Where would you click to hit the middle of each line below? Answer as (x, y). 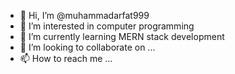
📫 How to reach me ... (66, 58)
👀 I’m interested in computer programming (107, 26)
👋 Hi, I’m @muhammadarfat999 (84, 15)
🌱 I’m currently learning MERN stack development (122, 36)
